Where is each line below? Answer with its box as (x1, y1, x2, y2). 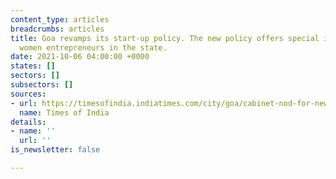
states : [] (10, 61, 56, 71)
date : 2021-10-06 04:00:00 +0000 (10, 52, 150, 62)
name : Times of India (19, 107, 110, 118)
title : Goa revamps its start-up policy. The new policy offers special (10, 33, 320, 43)
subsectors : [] (10, 80, 74, 90)
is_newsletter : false (10, 145, 101, 155)
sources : (10, 89, 47, 99)
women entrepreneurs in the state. (19, 42, 168, 53)
